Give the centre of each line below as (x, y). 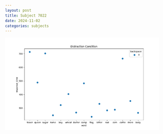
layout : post (18, 10)
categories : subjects (27, 26)
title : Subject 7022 (26, 15)
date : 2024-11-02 (23, 21)
